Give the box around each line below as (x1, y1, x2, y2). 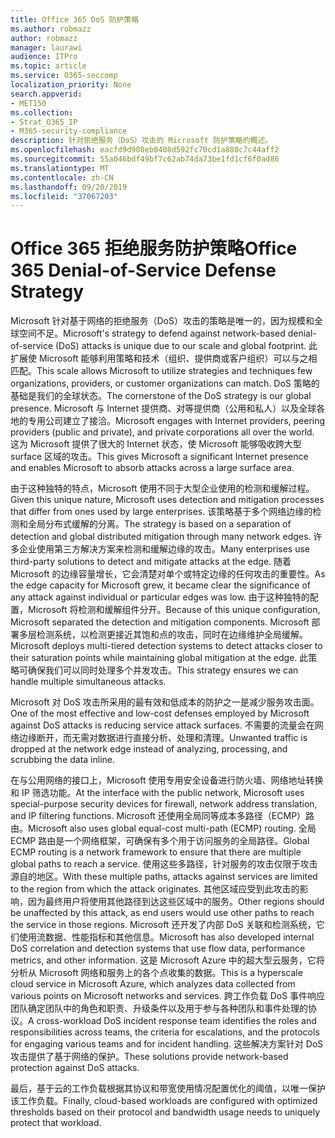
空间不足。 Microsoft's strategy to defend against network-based (18, 327, 286, 340)
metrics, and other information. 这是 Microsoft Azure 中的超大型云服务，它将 (10, 954, 325, 966)
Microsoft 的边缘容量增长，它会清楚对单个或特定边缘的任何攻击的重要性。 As (10, 568, 326, 580)
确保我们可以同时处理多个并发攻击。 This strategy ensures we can (27, 664, 299, 676)
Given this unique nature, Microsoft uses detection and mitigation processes (10, 494, 325, 506)
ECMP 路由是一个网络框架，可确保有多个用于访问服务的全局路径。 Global (10, 835, 310, 847)
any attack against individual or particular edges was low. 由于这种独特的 (10, 591, 310, 603)
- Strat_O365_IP (10, 117, 78, 127)
